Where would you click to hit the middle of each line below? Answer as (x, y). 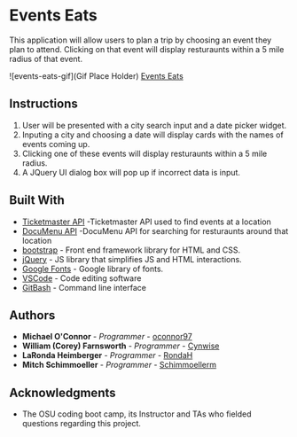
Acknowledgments (63, 392)
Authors (32, 315)
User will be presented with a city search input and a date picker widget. (154, 125)
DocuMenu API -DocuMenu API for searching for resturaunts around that (155, 230)
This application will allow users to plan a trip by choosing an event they (141, 40)
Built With (37, 200)
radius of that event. (46, 59)
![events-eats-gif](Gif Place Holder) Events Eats (96, 75)
